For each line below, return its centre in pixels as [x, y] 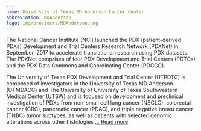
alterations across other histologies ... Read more [67, 122]
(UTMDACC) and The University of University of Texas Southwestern [92, 90]
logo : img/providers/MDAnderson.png [52, 23]
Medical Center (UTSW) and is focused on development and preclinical [95, 96]
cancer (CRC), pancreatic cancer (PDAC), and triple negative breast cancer [100, 109]
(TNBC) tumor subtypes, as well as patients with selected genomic [89, 115]
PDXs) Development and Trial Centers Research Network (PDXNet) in [92, 46]
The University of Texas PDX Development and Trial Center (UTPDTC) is [96, 77]
